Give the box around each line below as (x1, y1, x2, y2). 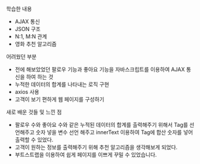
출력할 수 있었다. (14, 136, 54, 143)
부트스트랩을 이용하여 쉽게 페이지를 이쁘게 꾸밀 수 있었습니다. (14, 151, 157, 158)
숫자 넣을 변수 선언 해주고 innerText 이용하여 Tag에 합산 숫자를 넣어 (35, 129, 193, 136)
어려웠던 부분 (6, 53, 37, 60)
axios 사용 (14, 89, 40, 95)
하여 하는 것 (26, 74, 54, 80)
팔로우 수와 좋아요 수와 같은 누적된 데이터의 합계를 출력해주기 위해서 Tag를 (14, 122, 188, 128)
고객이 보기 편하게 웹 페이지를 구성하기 (14, 96, 104, 103)
